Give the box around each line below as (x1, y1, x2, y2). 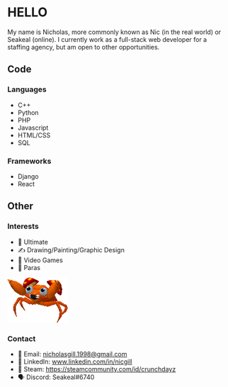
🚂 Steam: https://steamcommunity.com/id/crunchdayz (17, 364, 176, 373)
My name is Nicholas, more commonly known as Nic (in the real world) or (7, 28, 222, 36)
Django (17, 172, 39, 181)
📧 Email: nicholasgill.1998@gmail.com (17, 349, 127, 358)
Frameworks (7, 156, 52, 166)
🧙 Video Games (17, 256, 64, 264)
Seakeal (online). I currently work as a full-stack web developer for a (7, 35, 207, 43)
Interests (7, 221, 39, 231)
